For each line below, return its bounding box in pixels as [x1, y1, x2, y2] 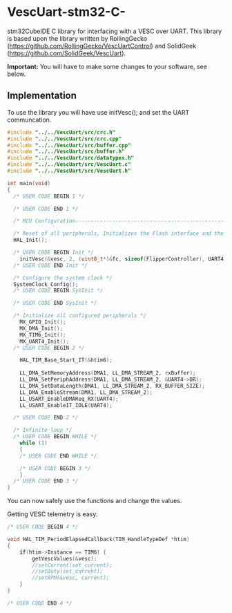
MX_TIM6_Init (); [19, 331, 67, 339]
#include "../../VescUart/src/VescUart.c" [7, 161, 131, 168]
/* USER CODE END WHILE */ [19, 452, 97, 460]
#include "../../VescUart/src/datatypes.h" [7, 155, 135, 162]
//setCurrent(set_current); [32, 561, 113, 569]
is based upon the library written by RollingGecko [7, 34, 147, 42]
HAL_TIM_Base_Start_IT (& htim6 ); [19, 357, 113, 364]
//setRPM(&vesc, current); [32, 574, 110, 581]
